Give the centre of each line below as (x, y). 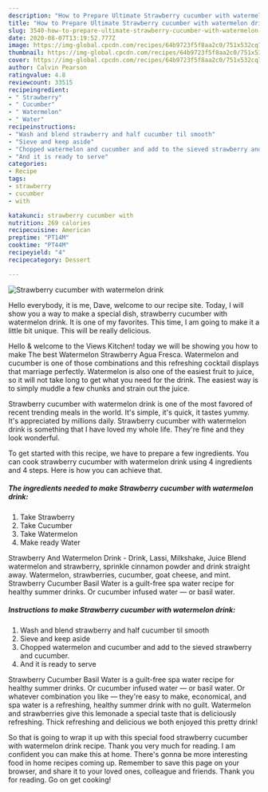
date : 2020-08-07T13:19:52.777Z (62, 38)
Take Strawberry (47, 517)
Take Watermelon (49, 534)
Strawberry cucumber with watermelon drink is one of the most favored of (130, 404)
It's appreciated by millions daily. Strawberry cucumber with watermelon (128, 420)
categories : (28, 164)
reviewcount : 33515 (41, 82)
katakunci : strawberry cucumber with (71, 215)
